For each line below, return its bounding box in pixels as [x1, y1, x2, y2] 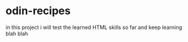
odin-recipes [5, 4, 71, 18]
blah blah [5, 30, 29, 37]
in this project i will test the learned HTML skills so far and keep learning [5, 24, 183, 31]
